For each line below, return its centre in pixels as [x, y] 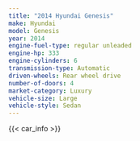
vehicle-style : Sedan [45, 106]
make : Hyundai [32, 23]
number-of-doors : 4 [41, 83]
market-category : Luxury [50, 91]
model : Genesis [34, 31]
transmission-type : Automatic [59, 68]
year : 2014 [27, 38]
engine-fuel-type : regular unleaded [70, 46]
